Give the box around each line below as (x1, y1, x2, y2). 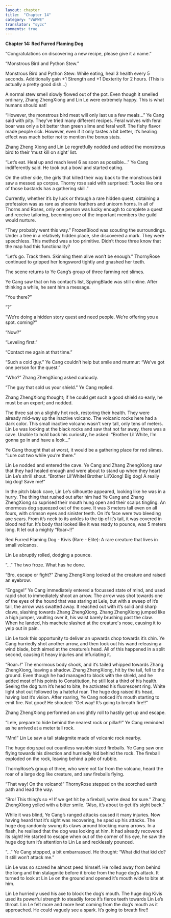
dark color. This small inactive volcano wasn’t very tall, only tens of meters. (5, 421, 163, 427)
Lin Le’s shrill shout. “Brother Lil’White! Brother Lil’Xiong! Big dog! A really (5, 473, 160, 479)
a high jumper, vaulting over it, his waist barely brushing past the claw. (5, 615, 153, 621)
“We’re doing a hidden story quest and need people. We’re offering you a (5, 314, 159, 320)
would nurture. (5, 217, 36, 223)
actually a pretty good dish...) (5, 81, 67, 88)
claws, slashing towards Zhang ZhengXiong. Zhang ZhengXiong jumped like (5, 609, 165, 615)
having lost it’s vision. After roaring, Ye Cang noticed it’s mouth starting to (5, 694, 160, 700)
